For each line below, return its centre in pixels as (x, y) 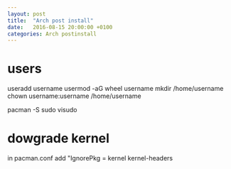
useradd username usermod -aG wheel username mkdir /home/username (116, 89)
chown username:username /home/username (74, 96)
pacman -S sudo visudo (42, 110)
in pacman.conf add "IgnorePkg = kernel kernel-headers (90, 158)
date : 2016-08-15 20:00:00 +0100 (60, 27)
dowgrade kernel (59, 138)
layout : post (27, 14)
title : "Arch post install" (50, 21)
